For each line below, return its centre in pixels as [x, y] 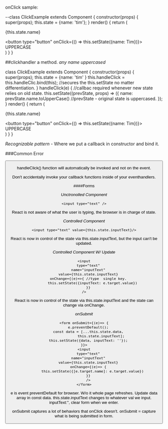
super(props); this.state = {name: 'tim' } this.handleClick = [65, 77]
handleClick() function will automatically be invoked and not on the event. [84, 168]
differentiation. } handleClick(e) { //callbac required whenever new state [79, 88]
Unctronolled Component [84, 195]
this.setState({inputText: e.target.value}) [92, 283]
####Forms [84, 186]
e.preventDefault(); [88, 327]
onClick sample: [22, 7]
